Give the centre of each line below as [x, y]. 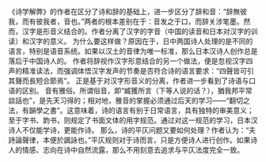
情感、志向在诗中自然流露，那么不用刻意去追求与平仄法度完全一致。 [133, 150]
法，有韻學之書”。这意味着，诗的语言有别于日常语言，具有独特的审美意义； [131, 110]
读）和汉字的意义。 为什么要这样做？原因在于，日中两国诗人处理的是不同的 [131, 41]
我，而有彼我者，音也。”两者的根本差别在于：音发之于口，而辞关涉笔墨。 [126, 21]
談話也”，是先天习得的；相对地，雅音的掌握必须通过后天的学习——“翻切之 [129, 100]
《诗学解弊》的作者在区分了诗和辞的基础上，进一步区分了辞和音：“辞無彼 [128, 11]
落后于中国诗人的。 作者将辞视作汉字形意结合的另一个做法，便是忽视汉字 [127, 61]
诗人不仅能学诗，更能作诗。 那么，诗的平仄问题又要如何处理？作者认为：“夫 [132, 130]
